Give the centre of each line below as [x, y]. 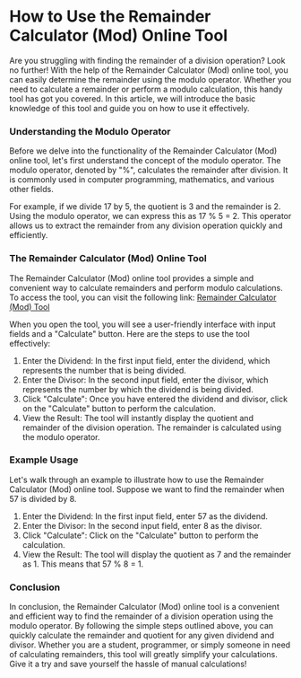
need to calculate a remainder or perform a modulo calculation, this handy [146, 89]
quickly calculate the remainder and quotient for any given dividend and [142, 636]
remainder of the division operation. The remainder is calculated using [152, 427]
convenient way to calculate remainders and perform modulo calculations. [146, 287]
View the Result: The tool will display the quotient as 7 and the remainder [156, 554]
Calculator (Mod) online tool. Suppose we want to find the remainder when [147, 489]
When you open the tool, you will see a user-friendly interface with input [142, 324]
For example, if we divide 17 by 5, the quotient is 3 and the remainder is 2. [145, 207]
